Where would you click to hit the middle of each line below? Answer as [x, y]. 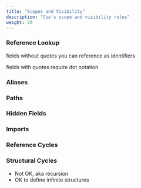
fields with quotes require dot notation [52, 67]
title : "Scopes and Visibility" [46, 11]
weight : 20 [19, 22]
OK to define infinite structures [52, 180]
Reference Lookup [33, 43]
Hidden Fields [26, 114]
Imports [18, 129]
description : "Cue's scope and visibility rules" [68, 17]
